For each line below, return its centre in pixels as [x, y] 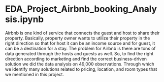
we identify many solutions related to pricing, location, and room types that [81, 69]
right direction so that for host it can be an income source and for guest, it [80, 43]
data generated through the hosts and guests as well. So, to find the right [79, 53]
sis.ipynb [24, 19]
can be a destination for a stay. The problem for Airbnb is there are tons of [81, 48]
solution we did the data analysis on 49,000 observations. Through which [80, 64]
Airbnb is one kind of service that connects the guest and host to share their [82, 33]
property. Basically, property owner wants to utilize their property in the [78, 38]
